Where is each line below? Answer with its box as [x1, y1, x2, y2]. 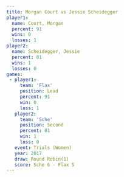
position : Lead [19, 88, 59, 94]
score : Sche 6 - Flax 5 [14, 162, 75, 168]
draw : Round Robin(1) [14, 156, 69, 162]
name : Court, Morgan [12, 20, 64, 26]
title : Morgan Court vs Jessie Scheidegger [6, 9, 119, 15]
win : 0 [19, 99, 36, 105]
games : [6, 71, 23, 77]
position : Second [19, 122, 64, 128]
